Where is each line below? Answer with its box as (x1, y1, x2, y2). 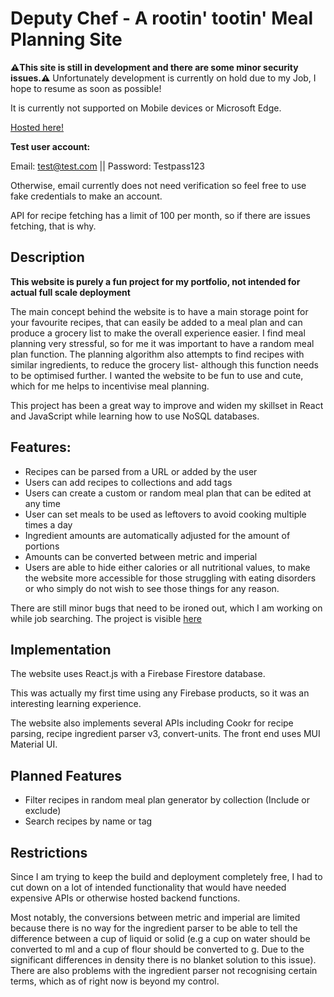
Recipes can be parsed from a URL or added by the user (24, 465, 258, 477)
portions (24, 540, 60, 552)
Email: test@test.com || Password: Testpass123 (10, 160, 205, 172)
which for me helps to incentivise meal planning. (10, 380, 210, 392)
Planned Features (10, 767, 123, 784)
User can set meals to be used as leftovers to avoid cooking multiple (24, 508, 307, 520)
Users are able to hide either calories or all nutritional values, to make (24, 561, 311, 573)
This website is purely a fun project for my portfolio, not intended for (10, 275, 301, 287)
